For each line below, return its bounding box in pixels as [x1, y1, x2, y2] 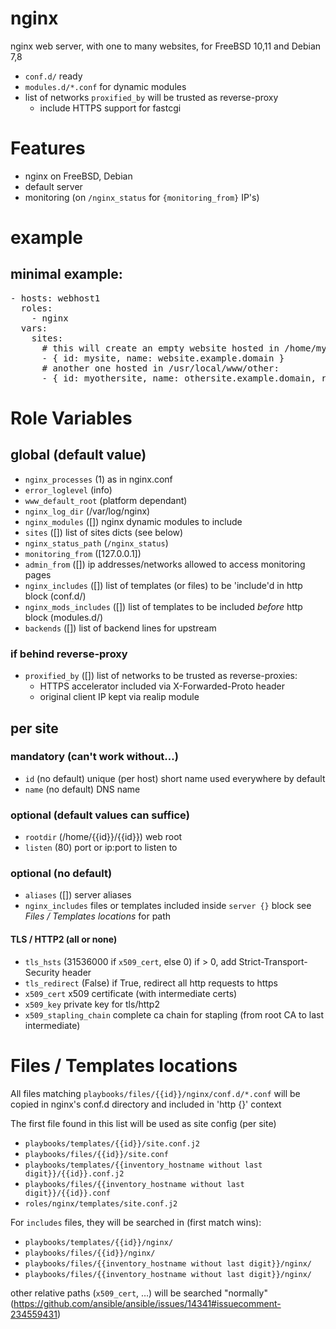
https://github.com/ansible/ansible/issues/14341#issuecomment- [13, 1297, 282, 1309]
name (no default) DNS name [24, 783, 141, 795]
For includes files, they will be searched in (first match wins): [10, 1216, 262, 1228]
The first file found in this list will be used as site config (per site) [10, 1117, 277, 1129]
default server [24, 180, 83, 192]
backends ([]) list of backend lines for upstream [24, 622, 217, 634]
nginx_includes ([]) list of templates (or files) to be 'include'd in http [24, 579, 303, 591]
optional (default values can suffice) [10, 808, 190, 822]
